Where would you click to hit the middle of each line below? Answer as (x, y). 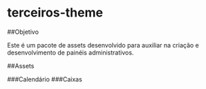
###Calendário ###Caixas (45, 79)
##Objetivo (23, 32)
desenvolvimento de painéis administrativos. (71, 52)
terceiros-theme (55, 13)
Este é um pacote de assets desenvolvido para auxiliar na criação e (103, 45)
